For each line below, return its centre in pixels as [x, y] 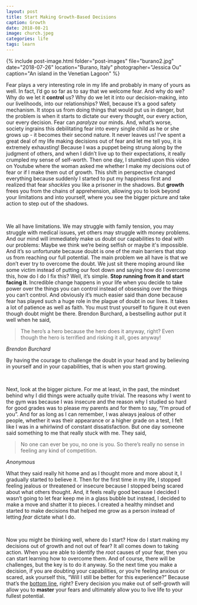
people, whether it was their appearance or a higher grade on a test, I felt [94, 420]
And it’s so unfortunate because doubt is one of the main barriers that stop [96, 251]
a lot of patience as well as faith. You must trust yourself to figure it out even [98, 307]
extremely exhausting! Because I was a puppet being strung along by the [94, 147]
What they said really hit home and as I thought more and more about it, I [94, 473]
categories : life [27, 39]
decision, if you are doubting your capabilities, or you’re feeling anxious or [96, 571]
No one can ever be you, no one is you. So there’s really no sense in [102, 444]
